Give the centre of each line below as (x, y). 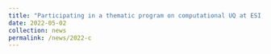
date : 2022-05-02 (38, 23)
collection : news (38, 30)
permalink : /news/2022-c (50, 38)
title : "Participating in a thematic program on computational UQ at (128, 15)
